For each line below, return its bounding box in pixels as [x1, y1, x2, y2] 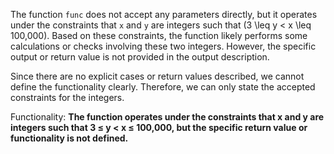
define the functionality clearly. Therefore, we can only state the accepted [10, 81, 316, 93]
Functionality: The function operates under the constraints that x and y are [10, 111, 325, 123]
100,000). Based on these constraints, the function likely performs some [10, 30, 308, 41]
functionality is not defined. [10, 132, 129, 144]
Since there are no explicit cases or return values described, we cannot [10, 70, 305, 82]
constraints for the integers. [10, 92, 125, 103]
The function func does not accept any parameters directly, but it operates [10, 9, 318, 20]
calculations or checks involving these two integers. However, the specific [10, 40, 317, 52]
